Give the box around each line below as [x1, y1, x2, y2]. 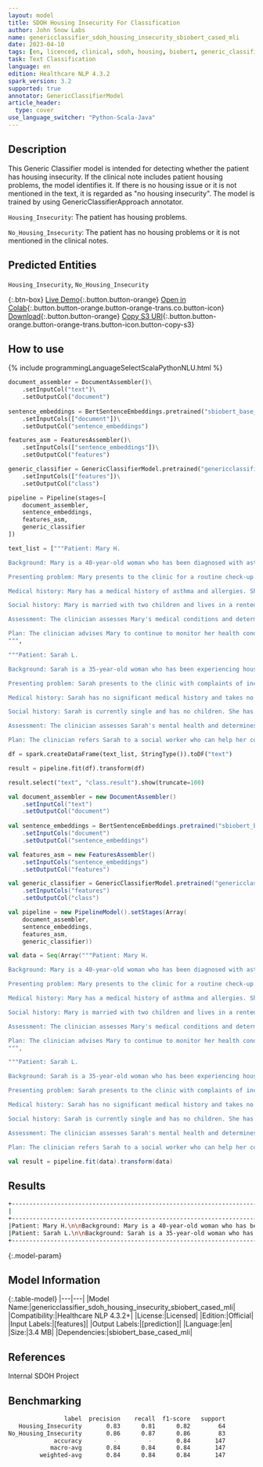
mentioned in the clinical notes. [8, 236, 110, 245]
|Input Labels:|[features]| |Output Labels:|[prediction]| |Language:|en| [8, 1319, 232, 1329]
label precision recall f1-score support [63, 1414, 225, 1422]
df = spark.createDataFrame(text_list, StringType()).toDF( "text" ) [8, 751, 233, 759]
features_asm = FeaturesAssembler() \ [8, 437, 131, 444]
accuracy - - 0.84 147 [53, 1436, 225, 1445]
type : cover [15, 107, 55, 115]
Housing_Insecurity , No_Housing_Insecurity [8, 280, 150, 289]
